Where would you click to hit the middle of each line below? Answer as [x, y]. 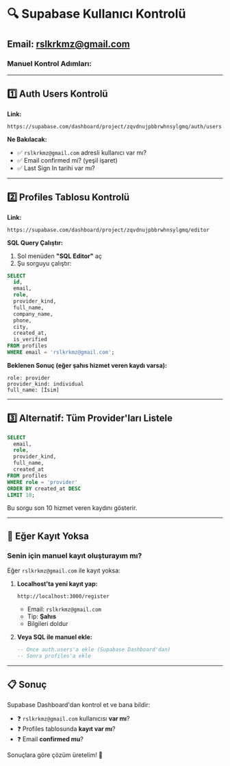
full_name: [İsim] [33, 390]
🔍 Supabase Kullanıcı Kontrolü [97, 14]
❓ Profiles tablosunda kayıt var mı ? [66, 728]
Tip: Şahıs [42, 616]
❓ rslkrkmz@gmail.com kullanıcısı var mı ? [73, 718]
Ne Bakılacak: [27, 139]
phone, [23, 321]
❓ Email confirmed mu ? [50, 739]
